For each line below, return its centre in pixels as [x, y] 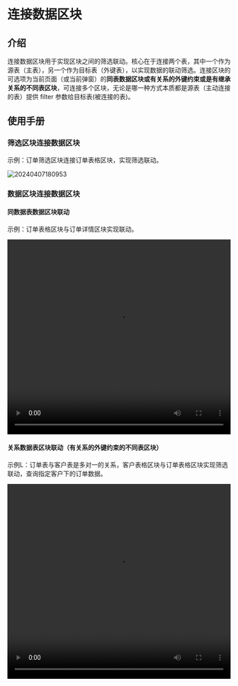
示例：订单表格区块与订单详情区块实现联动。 [73, 229]
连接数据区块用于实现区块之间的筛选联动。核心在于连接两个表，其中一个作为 [119, 61]
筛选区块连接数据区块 [44, 143]
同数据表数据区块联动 [38, 212]
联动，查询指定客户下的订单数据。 [57, 474]
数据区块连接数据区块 [44, 193]
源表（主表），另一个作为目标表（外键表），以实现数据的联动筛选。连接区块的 [119, 70]
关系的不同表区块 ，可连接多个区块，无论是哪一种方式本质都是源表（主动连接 [119, 88]
